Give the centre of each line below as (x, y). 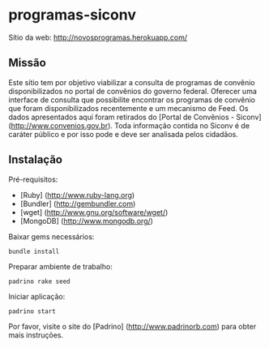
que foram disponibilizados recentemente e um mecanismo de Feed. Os (128, 108)
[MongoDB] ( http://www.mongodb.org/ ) (87, 221)
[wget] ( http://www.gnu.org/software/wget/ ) (94, 212)
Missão (27, 63)
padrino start (32, 311)
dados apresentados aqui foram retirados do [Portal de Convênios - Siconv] (135, 117)
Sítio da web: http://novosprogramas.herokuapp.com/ (98, 37)
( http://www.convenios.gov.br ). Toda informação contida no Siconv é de (129, 125)
